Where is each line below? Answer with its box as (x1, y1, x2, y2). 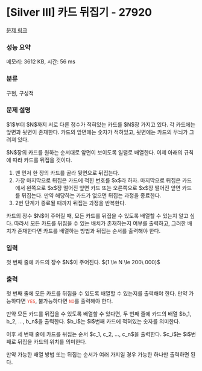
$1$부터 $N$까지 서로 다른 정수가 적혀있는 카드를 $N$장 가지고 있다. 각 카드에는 (6, 121, 196, 128)
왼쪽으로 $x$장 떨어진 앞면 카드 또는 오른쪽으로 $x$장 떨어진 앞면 (26, 184, 181, 191)
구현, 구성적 (6, 89, 34, 97)
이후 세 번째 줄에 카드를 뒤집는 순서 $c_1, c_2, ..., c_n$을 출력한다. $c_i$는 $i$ (6, 331, 192, 338)
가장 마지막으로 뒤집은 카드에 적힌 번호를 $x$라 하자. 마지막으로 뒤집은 (14, 176, 181, 184)
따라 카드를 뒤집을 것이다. (12, 156, 72, 163)
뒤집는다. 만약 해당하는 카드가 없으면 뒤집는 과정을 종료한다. (21, 191, 162, 199)
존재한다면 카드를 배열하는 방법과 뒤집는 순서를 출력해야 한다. (17, 227, 161, 234)
